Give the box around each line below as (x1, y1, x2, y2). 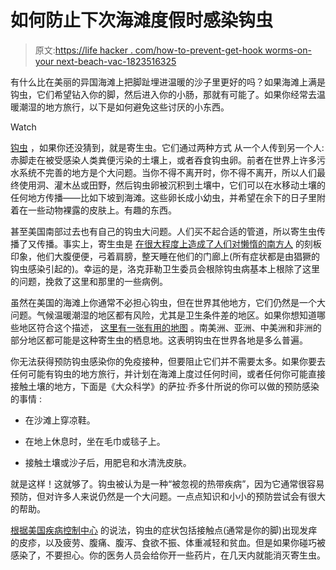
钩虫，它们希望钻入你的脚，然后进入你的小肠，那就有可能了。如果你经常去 (10, 88, 317, 100)
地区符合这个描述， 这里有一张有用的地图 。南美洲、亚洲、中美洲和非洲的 (18, 321, 322, 333)
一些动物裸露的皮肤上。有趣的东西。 (27, 204, 177, 216)
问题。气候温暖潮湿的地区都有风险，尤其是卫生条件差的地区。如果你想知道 (10, 309, 317, 321)
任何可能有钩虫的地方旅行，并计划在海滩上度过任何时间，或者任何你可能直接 (10, 367, 326, 380)
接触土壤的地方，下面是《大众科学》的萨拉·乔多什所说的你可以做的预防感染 (10, 380, 320, 392)
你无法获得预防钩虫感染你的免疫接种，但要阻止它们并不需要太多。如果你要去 (10, 355, 326, 367)
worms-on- (264, 44, 312, 56)
